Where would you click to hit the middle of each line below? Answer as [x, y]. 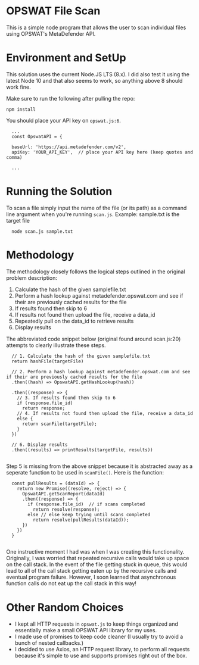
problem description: [32, 277]
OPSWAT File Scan [53, 11]
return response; [43, 408]
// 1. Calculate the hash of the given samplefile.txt [81, 356]
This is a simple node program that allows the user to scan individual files [96, 27]
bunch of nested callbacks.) [49, 643]
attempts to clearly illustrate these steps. [56, 345]
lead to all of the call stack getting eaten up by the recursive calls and [91, 570]
